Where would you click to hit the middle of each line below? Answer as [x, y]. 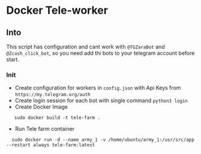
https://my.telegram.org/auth [53, 95]
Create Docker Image [41, 107]
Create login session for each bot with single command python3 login [101, 101]
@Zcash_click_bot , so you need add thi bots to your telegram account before [100, 53]
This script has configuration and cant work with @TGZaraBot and [85, 47]
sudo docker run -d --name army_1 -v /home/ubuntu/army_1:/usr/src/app [103, 140]
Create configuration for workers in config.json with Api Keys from [98, 88]
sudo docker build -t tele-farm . [57, 118]
